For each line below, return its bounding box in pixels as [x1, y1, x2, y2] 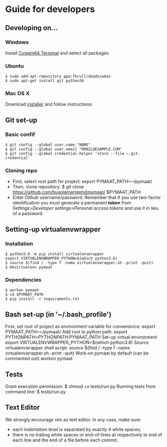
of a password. [12, 210, 44, 216]
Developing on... [5, 24, 58, 32]
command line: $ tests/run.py [5, 389, 66, 395]
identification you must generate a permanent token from [12, 200, 131, 206]
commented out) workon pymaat [5, 356, 73, 362]
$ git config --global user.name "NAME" [5, 142, 91, 148]
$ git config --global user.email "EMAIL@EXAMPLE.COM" [5, 147, 122, 152]
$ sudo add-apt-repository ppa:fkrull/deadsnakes [5, 74, 111, 79]
